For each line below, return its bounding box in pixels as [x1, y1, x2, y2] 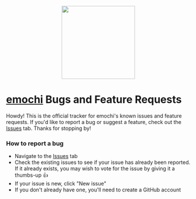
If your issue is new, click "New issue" [14, 180, 106, 187]
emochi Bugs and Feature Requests [6, 93, 182, 107]
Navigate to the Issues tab [14, 153, 78, 160]
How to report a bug [6, 139, 64, 147]
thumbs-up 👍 [14, 171, 49, 179]
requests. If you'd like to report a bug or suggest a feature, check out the [6, 118, 181, 125]
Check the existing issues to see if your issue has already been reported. [14, 159, 191, 166]
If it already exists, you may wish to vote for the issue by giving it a [14, 165, 176, 172]
